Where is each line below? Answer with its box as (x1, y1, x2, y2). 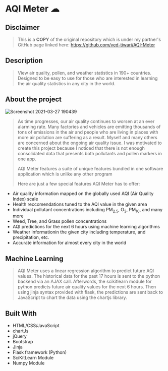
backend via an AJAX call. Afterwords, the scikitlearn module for (17, 278, 152, 285)
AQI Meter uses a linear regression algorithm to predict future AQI (17, 268, 154, 274)
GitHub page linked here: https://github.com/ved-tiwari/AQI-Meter (17, 42, 155, 48)
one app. (17, 156, 36, 162)
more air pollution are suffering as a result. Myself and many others (17, 134, 157, 140)
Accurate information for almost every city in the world (12, 240, 127, 246)
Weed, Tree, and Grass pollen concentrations (12, 218, 107, 224)
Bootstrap (12, 339, 33, 345)
